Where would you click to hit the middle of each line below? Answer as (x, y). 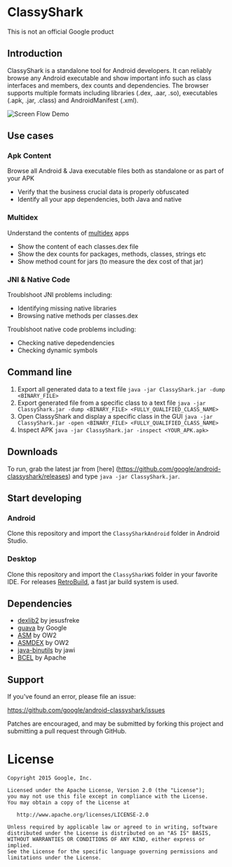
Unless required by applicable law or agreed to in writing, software (112, 827)
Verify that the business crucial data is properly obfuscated (103, 192)
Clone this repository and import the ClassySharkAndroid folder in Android (114, 534)
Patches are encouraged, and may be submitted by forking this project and (116, 724)
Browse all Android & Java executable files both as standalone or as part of (116, 171)
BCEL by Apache (42, 658)
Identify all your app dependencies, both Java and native (100, 200)
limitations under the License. (54, 858)
